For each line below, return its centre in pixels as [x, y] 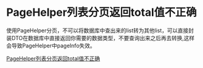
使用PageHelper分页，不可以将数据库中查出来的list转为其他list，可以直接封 [100, 30]
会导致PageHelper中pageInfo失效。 [51, 46]
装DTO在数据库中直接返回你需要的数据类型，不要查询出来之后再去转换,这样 [101, 38]
